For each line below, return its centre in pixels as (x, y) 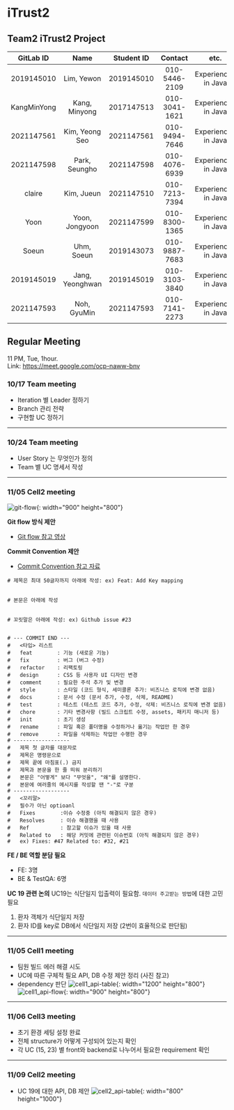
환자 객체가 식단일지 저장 (51, 916)
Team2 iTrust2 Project (56, 39)
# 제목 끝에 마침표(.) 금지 (45, 763)
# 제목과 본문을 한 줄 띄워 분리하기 (55, 770)
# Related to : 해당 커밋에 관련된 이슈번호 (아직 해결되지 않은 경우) (103, 835)
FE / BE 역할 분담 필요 (37, 855)
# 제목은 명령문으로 (34, 755)
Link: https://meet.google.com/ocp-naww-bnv (74, 366)
